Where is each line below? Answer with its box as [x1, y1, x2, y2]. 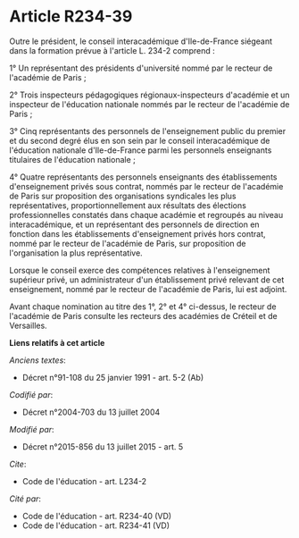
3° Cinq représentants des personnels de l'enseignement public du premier [9, 125, 287, 136]
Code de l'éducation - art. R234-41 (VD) [21, 520, 170, 531]
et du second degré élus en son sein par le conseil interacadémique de [9, 135, 270, 146]
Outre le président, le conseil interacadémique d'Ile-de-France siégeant [9, 36, 273, 46]
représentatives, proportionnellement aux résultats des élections [9, 199, 247, 211]
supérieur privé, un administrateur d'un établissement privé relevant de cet [9, 274, 285, 285]
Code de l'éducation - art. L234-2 [21, 475, 147, 486]
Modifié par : [9, 424, 55, 434]
